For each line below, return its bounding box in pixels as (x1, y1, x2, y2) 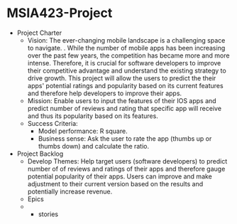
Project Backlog (16, 149, 64, 158)
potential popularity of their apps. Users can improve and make (27, 172, 212, 181)
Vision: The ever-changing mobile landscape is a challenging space (27, 36, 226, 44)
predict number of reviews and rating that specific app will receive (27, 104, 221, 112)
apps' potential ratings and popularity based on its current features (27, 81, 224, 90)
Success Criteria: (27, 119, 79, 127)
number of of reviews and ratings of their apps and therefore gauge (27, 164, 226, 173)
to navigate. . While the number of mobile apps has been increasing (27, 43, 226, 52)
